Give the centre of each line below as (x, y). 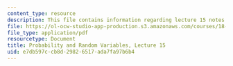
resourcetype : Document (42, 39)
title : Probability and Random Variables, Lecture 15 (87, 45)
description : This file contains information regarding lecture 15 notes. (118, 20)
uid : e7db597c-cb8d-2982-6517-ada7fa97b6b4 (71, 52)
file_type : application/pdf (48, 33)
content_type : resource (42, 13)
